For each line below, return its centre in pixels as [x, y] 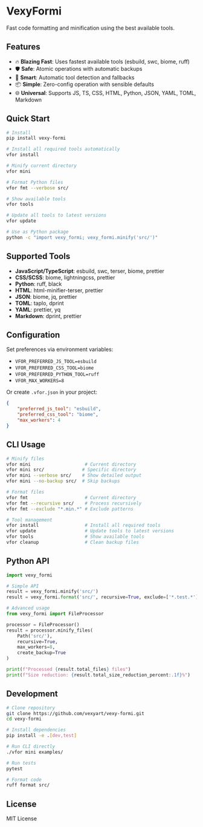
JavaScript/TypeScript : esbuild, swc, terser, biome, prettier [90, 271]
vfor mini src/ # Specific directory [71, 470]
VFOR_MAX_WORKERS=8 [40, 381]
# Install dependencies [36, 730]
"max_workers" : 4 [39, 420]
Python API [28, 561]
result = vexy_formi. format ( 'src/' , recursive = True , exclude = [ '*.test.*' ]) [104, 597]
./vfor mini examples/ [35, 752]
